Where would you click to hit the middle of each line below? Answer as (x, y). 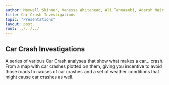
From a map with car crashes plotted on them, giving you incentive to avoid (84, 66)
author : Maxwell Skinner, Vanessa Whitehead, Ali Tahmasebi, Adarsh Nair (85, 10)
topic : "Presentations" (30, 19)
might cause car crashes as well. (39, 77)
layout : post (19, 24)
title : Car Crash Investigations (40, 15)
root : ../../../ (22, 29)
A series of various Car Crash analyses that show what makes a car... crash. (85, 61)
